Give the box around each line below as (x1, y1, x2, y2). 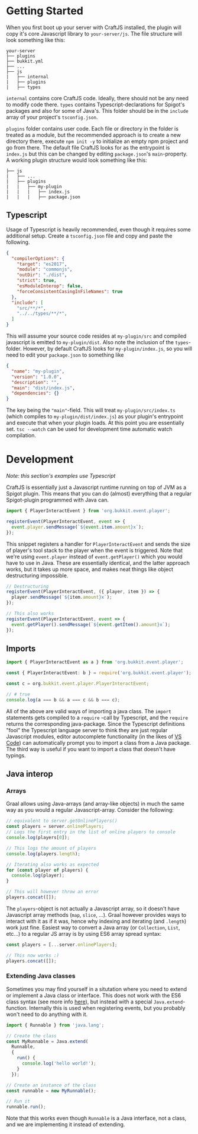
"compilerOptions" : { (11, 255, 65, 262)
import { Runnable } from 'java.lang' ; (6, 1022, 105, 1028)
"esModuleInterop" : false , (17, 283, 83, 289)
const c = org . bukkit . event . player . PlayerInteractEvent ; (6, 681, 150, 687)
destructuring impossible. (6, 571, 69, 579)
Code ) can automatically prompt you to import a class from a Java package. (6, 739, 191, 746)
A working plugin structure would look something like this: (6, 156, 148, 164)
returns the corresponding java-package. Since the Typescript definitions (6, 720, 185, 728)
